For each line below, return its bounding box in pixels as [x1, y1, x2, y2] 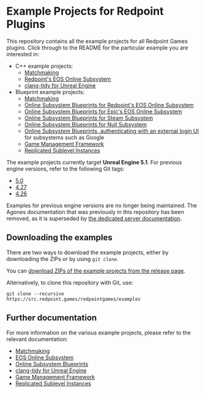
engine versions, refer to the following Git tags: [6, 165, 125, 172]
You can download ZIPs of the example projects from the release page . [6, 267, 185, 274]
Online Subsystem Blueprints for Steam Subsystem [24, 114, 153, 122]
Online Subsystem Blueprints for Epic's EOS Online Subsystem [24, 108, 182, 115]
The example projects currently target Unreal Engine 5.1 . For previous [6, 158, 182, 166]
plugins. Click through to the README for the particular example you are [6, 44, 188, 51]
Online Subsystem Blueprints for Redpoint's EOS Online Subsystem [24, 101, 194, 108]
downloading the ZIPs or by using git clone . [6, 255, 119, 262]
